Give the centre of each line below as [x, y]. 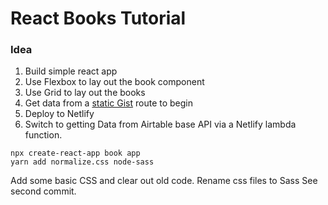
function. [43, 135]
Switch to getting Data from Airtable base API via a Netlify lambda [160, 124]
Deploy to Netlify [59, 114]
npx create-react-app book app [75, 153]
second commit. [43, 191]
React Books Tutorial [98, 18]
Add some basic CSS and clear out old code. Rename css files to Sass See [164, 181]
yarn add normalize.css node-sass [82, 162]
